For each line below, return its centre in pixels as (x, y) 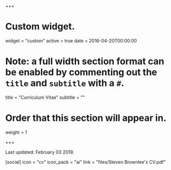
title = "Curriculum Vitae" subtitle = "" (45, 97)
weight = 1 (16, 132)
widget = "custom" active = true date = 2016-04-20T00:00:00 (71, 40)
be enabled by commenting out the (81, 72)
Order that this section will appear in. (86, 118)
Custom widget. (40, 27)
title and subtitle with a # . (65, 83)
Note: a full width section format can (85, 61)
